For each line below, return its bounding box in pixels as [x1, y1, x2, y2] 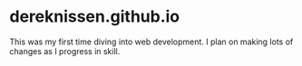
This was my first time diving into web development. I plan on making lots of [9, 36, 294, 47]
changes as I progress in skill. [9, 45, 121, 56]
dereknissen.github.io [9, 6, 180, 27]
